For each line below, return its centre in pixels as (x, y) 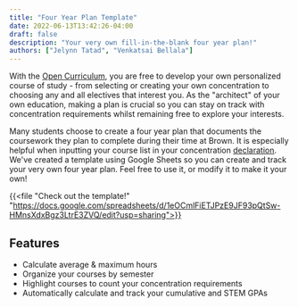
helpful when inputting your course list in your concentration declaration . (143, 150)
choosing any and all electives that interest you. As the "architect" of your (145, 95)
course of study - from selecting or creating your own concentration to (139, 86)
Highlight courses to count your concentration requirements (132, 283)
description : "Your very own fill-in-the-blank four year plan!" (133, 42)
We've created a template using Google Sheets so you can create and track (148, 160)
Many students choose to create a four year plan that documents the (135, 131)
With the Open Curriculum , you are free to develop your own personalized (145, 76)
